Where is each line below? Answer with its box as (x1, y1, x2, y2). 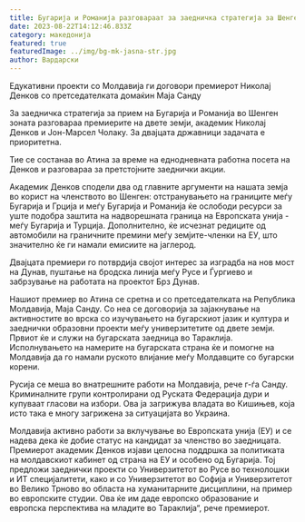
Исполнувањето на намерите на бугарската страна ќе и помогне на (9, 342, 275, 352)
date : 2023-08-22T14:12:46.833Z (9, 22, 132, 31)
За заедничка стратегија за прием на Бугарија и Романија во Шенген (9, 108, 279, 118)
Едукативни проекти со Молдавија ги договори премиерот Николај (9, 81, 271, 91)
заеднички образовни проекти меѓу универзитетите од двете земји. (9, 323, 275, 333)
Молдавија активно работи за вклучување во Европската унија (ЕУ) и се (9, 426, 292, 436)
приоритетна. (9, 137, 62, 147)
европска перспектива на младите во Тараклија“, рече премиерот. (9, 503, 271, 513)
